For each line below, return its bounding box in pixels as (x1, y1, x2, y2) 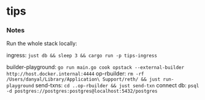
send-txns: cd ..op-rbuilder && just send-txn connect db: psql (35, 82, 199, 89)
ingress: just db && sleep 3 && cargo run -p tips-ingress (6, 52, 158, 59)
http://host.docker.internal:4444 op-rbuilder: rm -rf (6, 70, 144, 77)
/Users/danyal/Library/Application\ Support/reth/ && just (6, 76, 161, 83)
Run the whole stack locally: (6, 40, 78, 47)
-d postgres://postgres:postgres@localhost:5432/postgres (6, 88, 158, 95)
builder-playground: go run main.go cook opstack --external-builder (6, 63, 185, 71)
